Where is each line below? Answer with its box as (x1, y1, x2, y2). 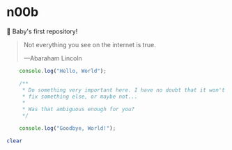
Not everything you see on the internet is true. (23, 40, 156, 49)
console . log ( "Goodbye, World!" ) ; (19, 125, 116, 132)
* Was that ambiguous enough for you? (22, 106, 135, 113)
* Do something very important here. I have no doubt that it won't (22, 86, 226, 94)
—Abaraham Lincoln (23, 53, 83, 62)
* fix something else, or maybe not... (22, 93, 138, 100)
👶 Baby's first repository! (6, 27, 78, 35)
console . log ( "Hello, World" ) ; (19, 67, 107, 74)
